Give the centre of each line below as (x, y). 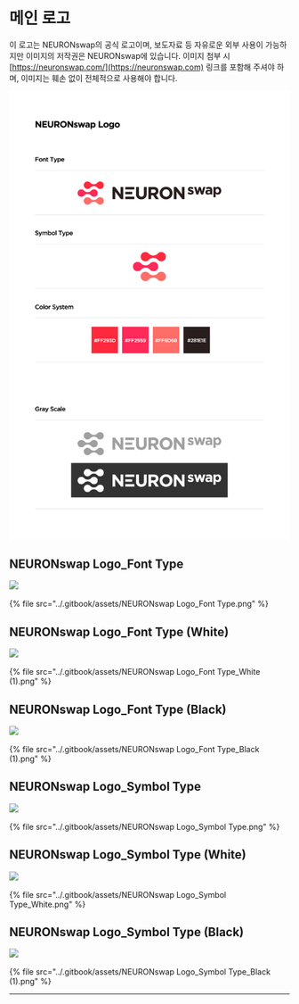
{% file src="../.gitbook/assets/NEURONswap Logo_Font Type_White (135, 672)
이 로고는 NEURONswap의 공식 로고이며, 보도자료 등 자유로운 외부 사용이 (137, 45)
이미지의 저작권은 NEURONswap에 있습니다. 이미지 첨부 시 (128, 55)
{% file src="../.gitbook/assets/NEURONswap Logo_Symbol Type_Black (140, 972)
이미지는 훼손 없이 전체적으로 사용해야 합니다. (99, 78)
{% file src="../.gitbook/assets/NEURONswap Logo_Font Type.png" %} (139, 604)
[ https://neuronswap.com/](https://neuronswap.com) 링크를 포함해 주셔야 (142, 67)
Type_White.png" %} (48, 904)
